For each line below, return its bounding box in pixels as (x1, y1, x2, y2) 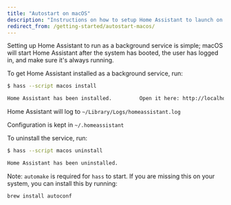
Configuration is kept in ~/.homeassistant (7, 121, 124, 129)
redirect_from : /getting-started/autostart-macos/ (7, 23, 155, 29)
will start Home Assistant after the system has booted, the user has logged (7, 49, 219, 57)
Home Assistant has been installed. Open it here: (7, 95, 180, 102)
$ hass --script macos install (7, 83, 97, 90)
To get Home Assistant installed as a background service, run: (7, 69, 184, 77)
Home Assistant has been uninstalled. (7, 160, 118, 167)
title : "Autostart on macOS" (7, 10, 91, 17)
